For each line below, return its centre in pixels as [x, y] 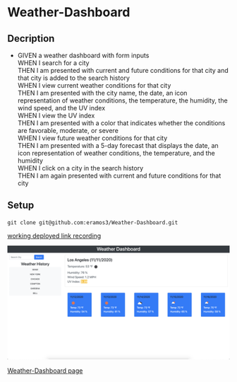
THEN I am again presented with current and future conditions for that [119, 175]
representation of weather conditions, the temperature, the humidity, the [122, 100]
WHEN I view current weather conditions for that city [94, 85]
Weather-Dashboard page [45, 370]
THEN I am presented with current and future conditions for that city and [123, 70]
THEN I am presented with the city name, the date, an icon [102, 93]
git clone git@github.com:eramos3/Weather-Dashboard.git [93, 222]
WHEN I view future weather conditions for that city [92, 138]
